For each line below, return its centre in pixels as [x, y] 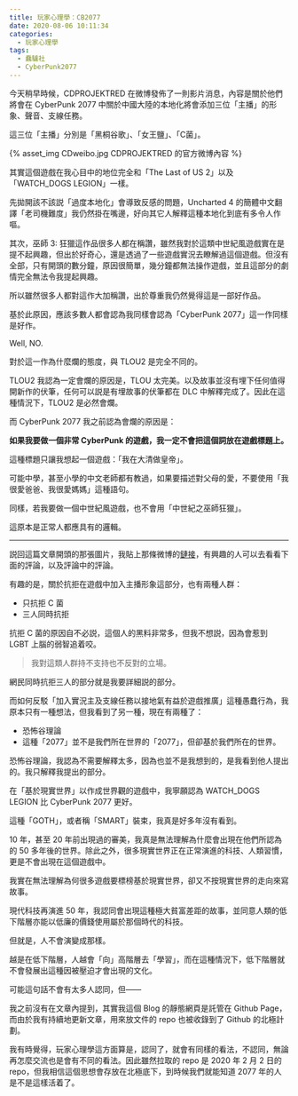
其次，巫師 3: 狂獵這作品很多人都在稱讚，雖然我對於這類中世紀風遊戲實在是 [147, 243]
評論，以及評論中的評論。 [71, 565]
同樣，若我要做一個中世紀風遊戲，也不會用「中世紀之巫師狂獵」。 [128, 508]
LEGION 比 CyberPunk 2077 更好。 [73, 801]
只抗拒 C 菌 [43, 603]
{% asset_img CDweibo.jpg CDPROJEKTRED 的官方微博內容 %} [125, 153]
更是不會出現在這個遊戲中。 [60, 862]
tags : [19, 51]
